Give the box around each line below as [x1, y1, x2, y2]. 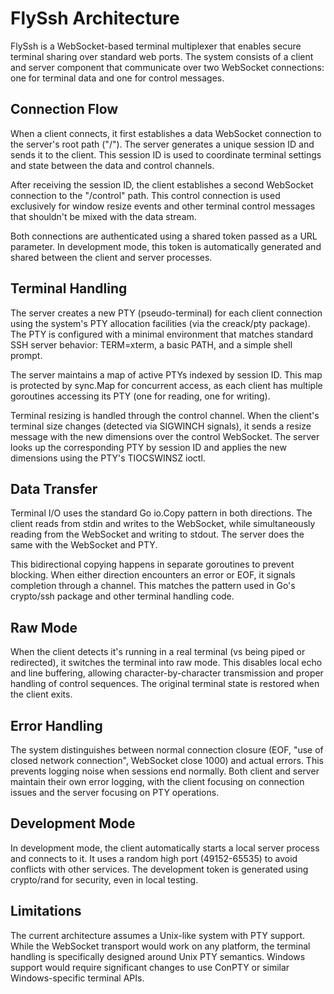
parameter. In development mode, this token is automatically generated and [10, 240, 322, 252]
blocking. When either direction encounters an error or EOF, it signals [10, 569, 296, 581]
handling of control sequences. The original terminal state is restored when [10, 678, 320, 690]
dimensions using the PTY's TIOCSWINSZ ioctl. [10, 452, 206, 464]
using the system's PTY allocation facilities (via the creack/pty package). [10, 317, 311, 329]
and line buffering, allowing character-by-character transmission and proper [10, 667, 324, 679]
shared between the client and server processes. [10, 251, 213, 263]
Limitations [10, 903, 82, 920]
